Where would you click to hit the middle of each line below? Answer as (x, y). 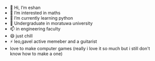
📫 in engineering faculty (35, 29)
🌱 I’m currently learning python (41, 18)
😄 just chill (21, 36)
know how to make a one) (36, 54)
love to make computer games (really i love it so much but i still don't (80, 48)
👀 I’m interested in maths (35, 13)
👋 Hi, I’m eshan (25, 8)
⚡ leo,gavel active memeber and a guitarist (53, 41)
